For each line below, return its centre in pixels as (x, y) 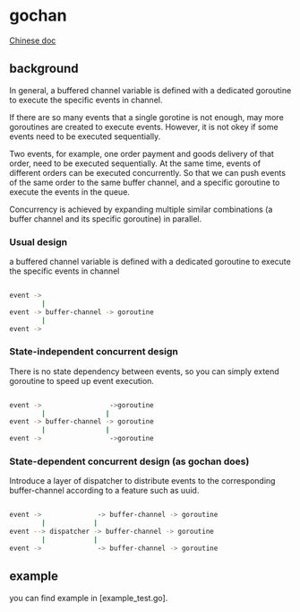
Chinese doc (33, 40)
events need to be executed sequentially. (85, 136)
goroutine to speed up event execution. (82, 380)
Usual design (39, 241)
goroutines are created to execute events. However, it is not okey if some (144, 127)
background (44, 69)
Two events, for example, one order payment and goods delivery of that (142, 153)
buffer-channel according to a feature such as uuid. (104, 491)
